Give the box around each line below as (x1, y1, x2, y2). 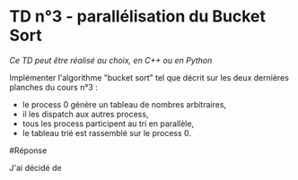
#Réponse (9, 145, 48, 156)
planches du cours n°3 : (9, 81, 99, 92)
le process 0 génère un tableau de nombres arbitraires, (22, 99, 227, 109)
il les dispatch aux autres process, (22, 108, 149, 119)
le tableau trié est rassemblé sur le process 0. (22, 127, 191, 138)
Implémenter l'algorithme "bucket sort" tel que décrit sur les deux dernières (9, 72, 290, 82)
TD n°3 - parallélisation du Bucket (9, 6, 267, 27)
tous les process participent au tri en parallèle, (22, 118, 195, 129)
